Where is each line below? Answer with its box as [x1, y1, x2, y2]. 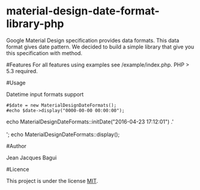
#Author [6, 142, 27, 149]
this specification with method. [6, 49, 83, 56]
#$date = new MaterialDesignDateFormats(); [6, 102, 117, 108]
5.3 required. [6, 67, 38, 74]
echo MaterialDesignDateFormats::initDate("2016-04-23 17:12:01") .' [6, 118, 174, 125]
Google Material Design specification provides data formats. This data [6, 37, 180, 44]
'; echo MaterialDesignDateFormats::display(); [6, 131, 120, 138]
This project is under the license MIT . [6, 177, 98, 184]
